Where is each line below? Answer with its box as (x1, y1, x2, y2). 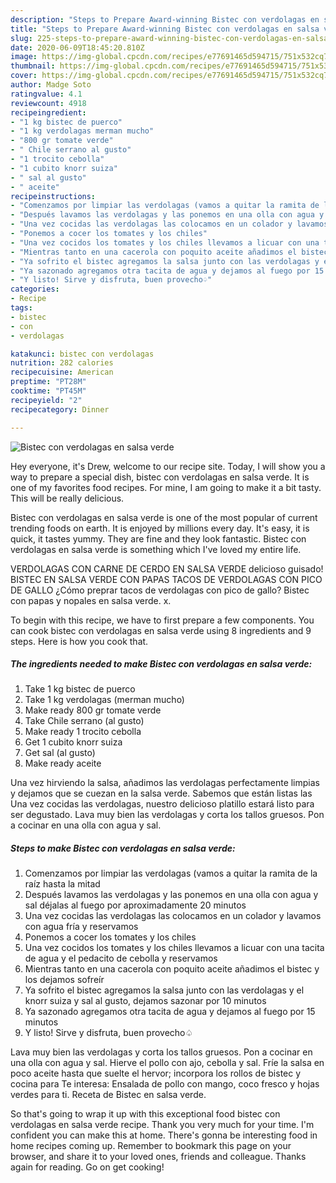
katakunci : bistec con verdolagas (10, 349, 155, 359)
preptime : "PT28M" (10, 377, 87, 387)
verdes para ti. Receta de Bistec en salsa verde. (10, 1089, 207, 1101)
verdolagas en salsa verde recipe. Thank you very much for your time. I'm (10, 1119, 315, 1131)
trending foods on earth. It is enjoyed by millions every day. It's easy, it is (10, 522, 310, 534)
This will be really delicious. (10, 492, 125, 504)
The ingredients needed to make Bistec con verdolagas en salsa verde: (10, 658, 313, 670)
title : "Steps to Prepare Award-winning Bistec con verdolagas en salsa (10, 24, 320, 34)
